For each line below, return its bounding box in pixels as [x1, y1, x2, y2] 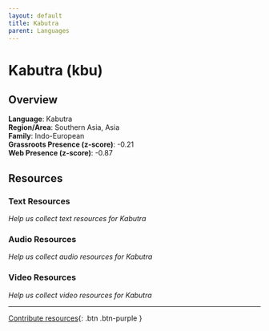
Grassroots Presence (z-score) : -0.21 [8, 139, 134, 149]
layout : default [8, 11, 62, 20]
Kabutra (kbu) [8, 61, 103, 79]
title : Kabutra [8, 19, 59, 27]
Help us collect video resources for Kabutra [8, 290, 152, 300]
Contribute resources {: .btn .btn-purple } [8, 313, 143, 323]
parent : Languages [8, 26, 70, 34]
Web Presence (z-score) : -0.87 [8, 148, 114, 158]
